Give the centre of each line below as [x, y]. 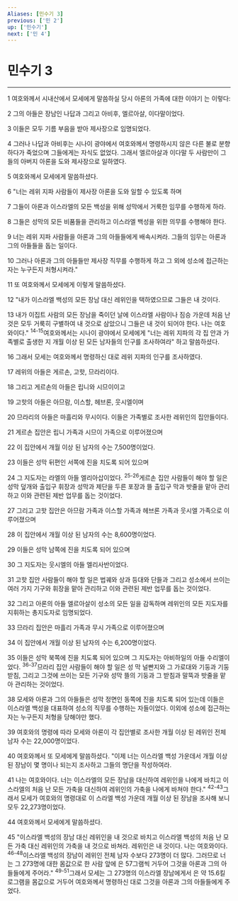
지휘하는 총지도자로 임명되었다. [50, 612]
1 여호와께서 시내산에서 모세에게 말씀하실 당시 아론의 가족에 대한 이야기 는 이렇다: [119, 99]
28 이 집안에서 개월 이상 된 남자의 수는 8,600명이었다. [82, 534]
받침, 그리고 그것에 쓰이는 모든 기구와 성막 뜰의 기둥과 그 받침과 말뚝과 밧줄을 [113, 676]
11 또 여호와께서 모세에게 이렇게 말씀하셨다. [67, 285]
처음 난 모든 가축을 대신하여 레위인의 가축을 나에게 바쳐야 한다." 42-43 [127, 789]
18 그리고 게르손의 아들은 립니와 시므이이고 [66, 386]
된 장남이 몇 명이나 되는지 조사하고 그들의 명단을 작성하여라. [90, 765]
